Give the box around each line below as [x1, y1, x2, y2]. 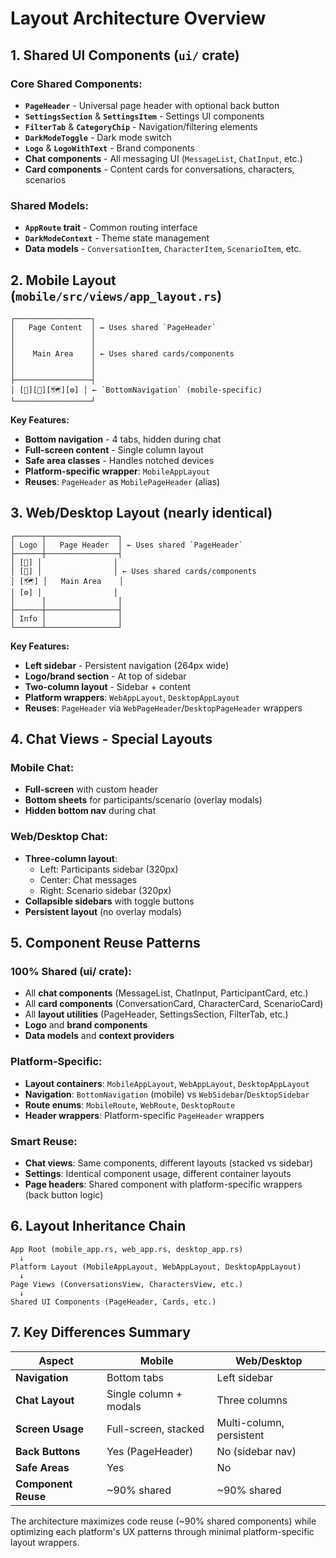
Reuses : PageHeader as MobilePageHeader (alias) [24, 475, 221, 487]
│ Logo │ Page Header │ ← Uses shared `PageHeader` [10, 540, 244, 550]
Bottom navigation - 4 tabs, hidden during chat [24, 433, 222, 445]
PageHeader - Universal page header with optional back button [24, 99, 280, 111]
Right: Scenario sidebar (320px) [39, 884, 172, 896]
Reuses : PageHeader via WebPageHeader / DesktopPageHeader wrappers [24, 702, 303, 714]
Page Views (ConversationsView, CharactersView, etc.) [10, 1279, 244, 1289]
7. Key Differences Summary [10, 1324, 191, 1341]
